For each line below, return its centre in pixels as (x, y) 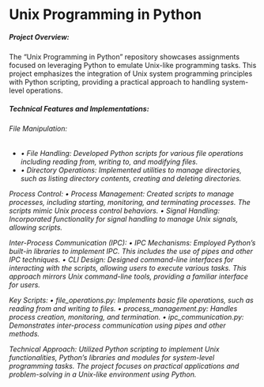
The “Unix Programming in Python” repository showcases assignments (124, 57)
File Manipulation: (38, 129)
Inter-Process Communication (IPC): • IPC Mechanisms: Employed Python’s (132, 242)
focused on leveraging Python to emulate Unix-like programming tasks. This (133, 66)
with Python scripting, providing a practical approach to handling (115, 82)
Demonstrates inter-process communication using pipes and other (117, 325)
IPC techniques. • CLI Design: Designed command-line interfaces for (121, 260)
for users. (25, 285)
